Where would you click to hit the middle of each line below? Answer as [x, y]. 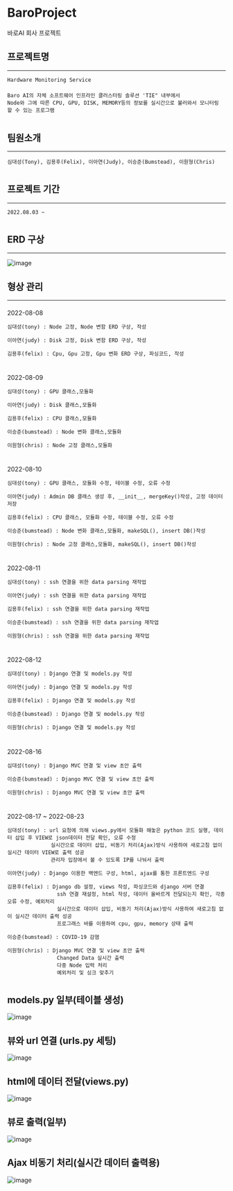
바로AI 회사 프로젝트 [34, 33]
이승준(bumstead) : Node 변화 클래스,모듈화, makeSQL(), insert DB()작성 [106, 531]
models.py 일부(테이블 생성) [66, 1000]
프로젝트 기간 [34, 189]
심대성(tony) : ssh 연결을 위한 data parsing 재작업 [77, 582]
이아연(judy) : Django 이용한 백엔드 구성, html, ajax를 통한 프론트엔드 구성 [108, 873]
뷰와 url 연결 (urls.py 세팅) [62, 1041]
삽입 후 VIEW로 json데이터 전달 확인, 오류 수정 [76, 838]
